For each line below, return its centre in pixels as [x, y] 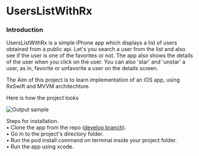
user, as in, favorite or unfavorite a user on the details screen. [82, 68]
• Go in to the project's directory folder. [55, 134]
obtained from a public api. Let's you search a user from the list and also [96, 49]
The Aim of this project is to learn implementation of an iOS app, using [93, 80]
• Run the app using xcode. [40, 147]
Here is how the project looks [43, 98]
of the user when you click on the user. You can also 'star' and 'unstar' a [96, 62]
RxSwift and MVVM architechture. [48, 86]
